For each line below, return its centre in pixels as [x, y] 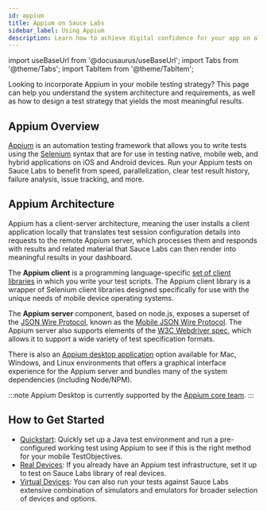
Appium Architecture [62, 204]
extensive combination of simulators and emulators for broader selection [139, 490]
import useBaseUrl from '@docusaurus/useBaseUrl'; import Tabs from [123, 60]
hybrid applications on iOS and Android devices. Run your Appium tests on [130, 162]
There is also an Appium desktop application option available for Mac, [122, 354]
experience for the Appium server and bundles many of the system [118, 371]
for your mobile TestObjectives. [71, 456]
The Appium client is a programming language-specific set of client [120, 272]
